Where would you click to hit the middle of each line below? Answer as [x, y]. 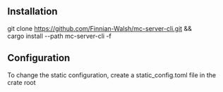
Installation [32, 12]
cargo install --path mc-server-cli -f [59, 36]
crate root [22, 82]
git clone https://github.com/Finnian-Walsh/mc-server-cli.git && [100, 28]
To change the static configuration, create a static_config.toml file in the [112, 75]
